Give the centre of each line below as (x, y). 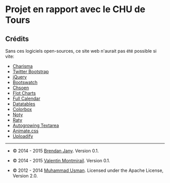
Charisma (23, 66)
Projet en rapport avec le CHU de (75, 9)
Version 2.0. (25, 176)
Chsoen (21, 88)
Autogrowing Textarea (36, 125)
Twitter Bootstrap (31, 71)
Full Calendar (26, 98)
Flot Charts (24, 93)
